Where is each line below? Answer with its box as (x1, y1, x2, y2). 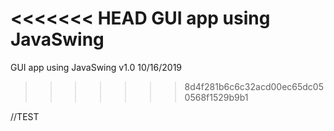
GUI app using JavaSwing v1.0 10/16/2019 (10, 61, 183, 73)
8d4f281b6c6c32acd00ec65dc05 (184, 80, 324, 92)
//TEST (10, 110, 40, 122)
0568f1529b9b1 (184, 91, 249, 103)
